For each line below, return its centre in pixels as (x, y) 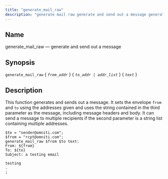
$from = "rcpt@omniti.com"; (34, 137)
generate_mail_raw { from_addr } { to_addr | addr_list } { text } (71, 74)
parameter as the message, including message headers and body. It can (79, 112)
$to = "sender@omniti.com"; (34, 132)
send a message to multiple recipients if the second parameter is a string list (84, 118)
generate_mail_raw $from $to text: (42, 141)
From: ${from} (20, 145)
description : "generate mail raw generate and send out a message (76, 14)
